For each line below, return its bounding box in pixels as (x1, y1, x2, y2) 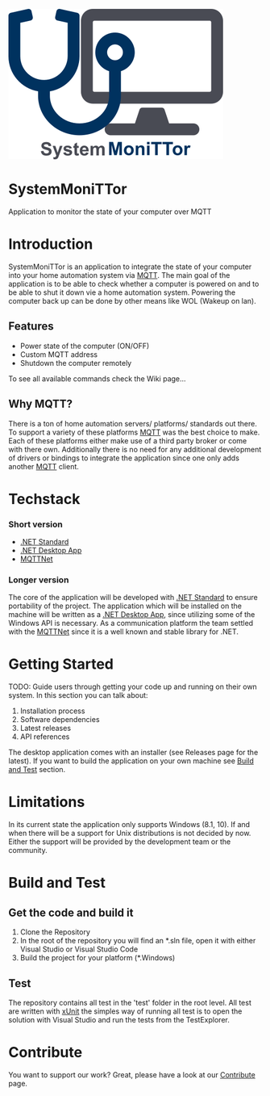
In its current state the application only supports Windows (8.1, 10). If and (8, 820, 251, 829)
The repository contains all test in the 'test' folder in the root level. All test (8, 997, 251, 1007)
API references (19, 732, 70, 741)
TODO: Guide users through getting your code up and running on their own (8, 682, 258, 691)
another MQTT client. (8, 461, 79, 471)
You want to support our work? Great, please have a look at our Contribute (8, 1069, 255, 1079)
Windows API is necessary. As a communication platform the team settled (8, 619, 254, 628)
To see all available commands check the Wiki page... (8, 373, 187, 384)
